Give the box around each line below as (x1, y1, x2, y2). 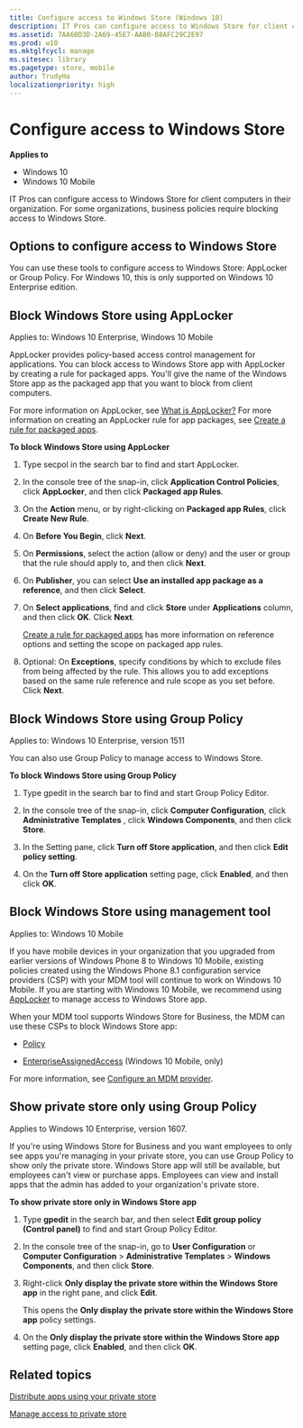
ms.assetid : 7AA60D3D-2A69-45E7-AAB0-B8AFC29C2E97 (9, 30, 204, 39)
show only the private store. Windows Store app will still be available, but (9, 1159, 280, 1170)
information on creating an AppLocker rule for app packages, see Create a (9, 415, 286, 426)
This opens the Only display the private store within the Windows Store (22, 1304, 294, 1315)
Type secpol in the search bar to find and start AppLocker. (22, 459, 240, 470)
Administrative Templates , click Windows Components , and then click (22, 815, 292, 825)
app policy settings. (22, 1314, 96, 1325)
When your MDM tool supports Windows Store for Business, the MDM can (9, 1011, 286, 1021)
